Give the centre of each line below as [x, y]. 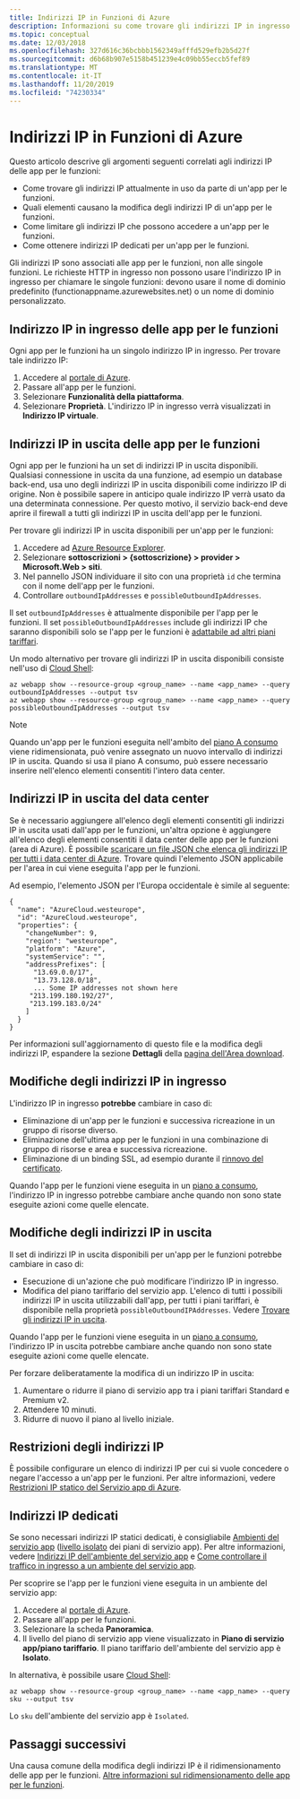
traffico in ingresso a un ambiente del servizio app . [103, 1566]
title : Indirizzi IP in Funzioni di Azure [90, 17]
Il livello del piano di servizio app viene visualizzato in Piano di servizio [153, 1639]
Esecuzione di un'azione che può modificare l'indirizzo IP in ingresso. [150, 1281]
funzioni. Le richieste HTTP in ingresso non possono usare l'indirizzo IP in [146, 272]
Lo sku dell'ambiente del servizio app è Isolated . [99, 1716]
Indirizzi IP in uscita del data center [109, 799]
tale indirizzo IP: [39, 360]
